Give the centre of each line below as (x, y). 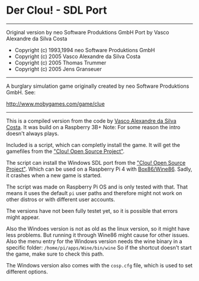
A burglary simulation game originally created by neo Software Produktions (98, 86)
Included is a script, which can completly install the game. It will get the (93, 145)
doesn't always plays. (33, 133)
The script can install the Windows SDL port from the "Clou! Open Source (96, 162)
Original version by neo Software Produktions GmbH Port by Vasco (88, 32)
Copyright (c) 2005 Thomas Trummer (60, 62)
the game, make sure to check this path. (55, 254)
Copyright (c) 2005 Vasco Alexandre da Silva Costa (78, 56)
